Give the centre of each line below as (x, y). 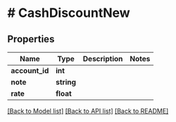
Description (103, 59)
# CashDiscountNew (69, 13)
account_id (30, 71)
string (66, 82)
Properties (31, 39)
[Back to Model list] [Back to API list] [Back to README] (88, 111)
